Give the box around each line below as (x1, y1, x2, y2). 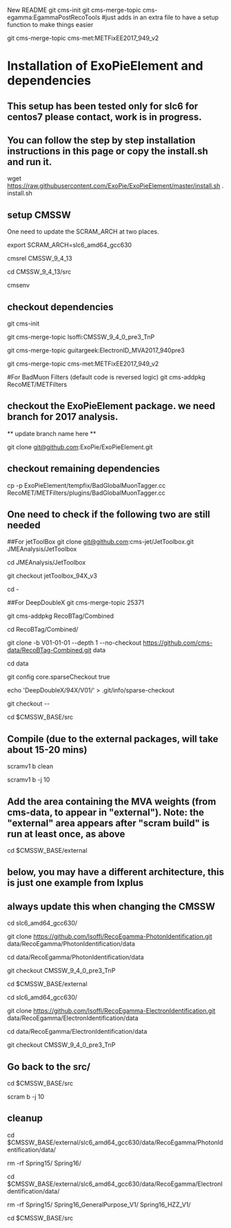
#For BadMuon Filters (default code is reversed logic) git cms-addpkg (7, 373, 205, 381)
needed (7, 520, 41, 531)
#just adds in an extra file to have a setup (101, 13, 219, 21)
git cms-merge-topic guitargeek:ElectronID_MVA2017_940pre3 (7, 346, 185, 355)
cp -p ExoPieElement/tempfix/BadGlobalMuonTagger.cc (7, 481, 166, 489)
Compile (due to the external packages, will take (7, 733, 219, 745)
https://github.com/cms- (143, 639, 213, 647)
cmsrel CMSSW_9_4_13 (7, 254, 72, 263)
